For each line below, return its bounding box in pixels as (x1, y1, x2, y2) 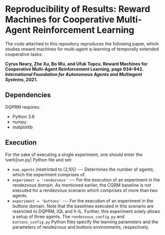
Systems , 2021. (5, 77, 38, 82)
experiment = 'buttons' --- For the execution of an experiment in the (12, 197, 154, 203)
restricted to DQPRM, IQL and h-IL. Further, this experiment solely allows (12, 208, 161, 214)
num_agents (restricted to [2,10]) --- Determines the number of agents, (12, 166, 155, 172)
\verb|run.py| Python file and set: (5, 157, 73, 162)
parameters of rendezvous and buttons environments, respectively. (12, 224, 149, 230)
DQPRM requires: (5, 104, 41, 110)
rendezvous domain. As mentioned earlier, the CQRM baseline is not (12, 182, 152, 188)
